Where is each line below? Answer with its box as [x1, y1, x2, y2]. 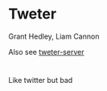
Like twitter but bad [8, 76, 73, 85]
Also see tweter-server [8, 47, 84, 56]
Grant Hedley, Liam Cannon [8, 31, 100, 41]
